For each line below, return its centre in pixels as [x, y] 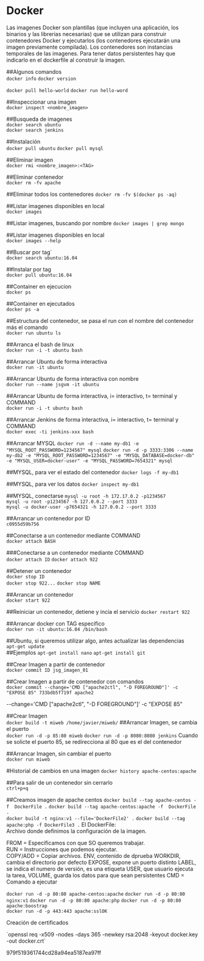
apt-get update [26, 646]
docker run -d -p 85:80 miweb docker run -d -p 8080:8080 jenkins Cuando [102, 735]
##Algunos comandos [34, 71]
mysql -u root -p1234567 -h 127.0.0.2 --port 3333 [72, 502]
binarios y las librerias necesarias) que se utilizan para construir [86, 34]
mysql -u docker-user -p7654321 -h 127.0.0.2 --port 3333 [81, 507]
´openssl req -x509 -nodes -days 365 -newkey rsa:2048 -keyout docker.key [102, 934]
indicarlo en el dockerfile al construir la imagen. [66, 60]
